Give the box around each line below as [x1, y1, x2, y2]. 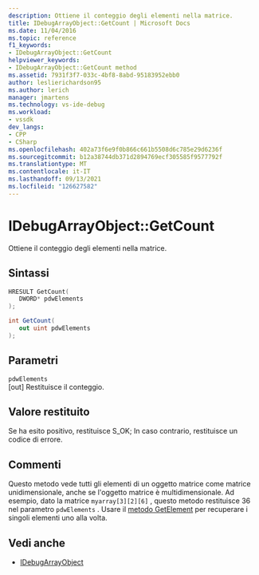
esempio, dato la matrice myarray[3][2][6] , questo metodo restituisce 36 [8, 496, 251, 506]
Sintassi [8, 267, 49, 280]
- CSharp [8, 137, 37, 146]
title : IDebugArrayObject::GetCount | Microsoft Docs [8, 19, 191, 27]
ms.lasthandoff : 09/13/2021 [8, 175, 102, 184]
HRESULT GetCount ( [8, 287, 69, 295]
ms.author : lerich [8, 85, 69, 94]
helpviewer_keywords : [8, 57, 80, 65]
